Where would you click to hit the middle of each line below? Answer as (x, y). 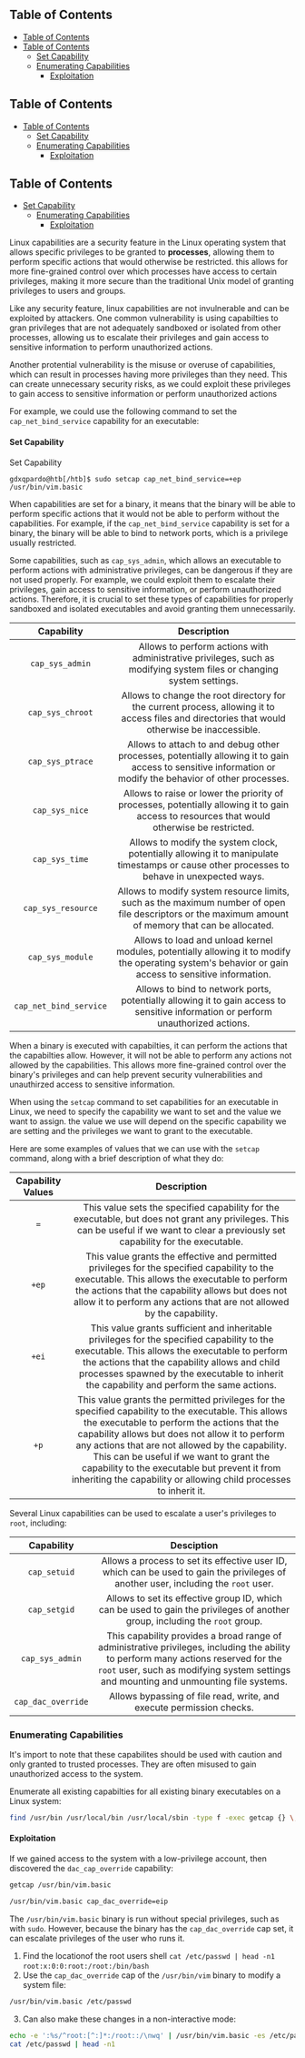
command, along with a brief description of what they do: (117, 1158)
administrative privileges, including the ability (194, 1647)
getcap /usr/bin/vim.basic (60, 1885)
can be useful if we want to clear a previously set (181, 1230)
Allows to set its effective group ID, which (194, 1598)
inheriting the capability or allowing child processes (181, 1479)
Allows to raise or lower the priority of (204, 793)
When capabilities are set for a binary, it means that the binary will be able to (152, 503)
